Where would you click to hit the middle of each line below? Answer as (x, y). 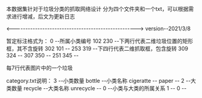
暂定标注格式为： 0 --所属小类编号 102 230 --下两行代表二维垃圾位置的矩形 (100, 41)
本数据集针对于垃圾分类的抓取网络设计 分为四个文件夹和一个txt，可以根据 (97, 9)
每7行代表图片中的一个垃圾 (39, 68)
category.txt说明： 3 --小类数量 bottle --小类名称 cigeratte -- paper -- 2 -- (99, 81)
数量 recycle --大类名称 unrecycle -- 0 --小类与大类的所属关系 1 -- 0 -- (99, 88)
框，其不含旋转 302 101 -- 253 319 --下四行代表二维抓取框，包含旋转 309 (97, 48)
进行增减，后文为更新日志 (43, 16)
